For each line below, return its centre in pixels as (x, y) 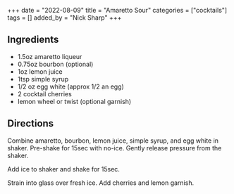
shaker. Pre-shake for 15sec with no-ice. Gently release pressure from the (115, 148)
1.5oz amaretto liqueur (50, 56)
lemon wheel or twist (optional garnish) (74, 101)
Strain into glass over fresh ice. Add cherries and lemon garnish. (101, 183)
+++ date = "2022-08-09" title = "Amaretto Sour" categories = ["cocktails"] (117, 10)
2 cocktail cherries (44, 93)
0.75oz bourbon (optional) (55, 64)
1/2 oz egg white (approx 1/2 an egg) (71, 86)
